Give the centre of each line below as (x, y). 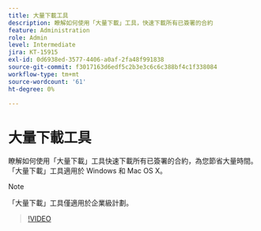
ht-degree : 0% (32, 89)
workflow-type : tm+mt (44, 74)
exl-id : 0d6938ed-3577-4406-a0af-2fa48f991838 (86, 60)
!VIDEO (39, 219)
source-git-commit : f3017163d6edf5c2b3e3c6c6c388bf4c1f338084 (113, 67)
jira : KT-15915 (33, 52)
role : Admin (28, 38)
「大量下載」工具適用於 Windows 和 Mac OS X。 (88, 171)
